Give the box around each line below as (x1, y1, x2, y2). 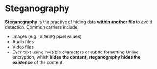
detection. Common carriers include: (5, 24, 79, 30)
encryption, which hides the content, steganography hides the (12, 54, 141, 60)
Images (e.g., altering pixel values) (12, 34, 82, 39)
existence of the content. (12, 59, 64, 65)
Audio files (12, 38, 34, 44)
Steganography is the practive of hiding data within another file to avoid (5, 19, 153, 25)
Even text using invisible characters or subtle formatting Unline (12, 49, 139, 55)
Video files (12, 44, 34, 50)
